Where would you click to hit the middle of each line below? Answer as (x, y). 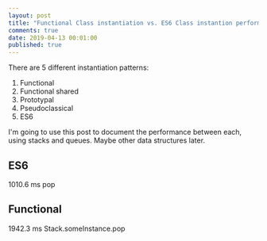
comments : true (33, 30)
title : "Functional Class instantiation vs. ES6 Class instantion (120, 23)
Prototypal (37, 100)
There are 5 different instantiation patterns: (79, 67)
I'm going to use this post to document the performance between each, (125, 132)
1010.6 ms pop (32, 184)
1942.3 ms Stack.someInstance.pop (67, 228)
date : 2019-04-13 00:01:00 (53, 38)
